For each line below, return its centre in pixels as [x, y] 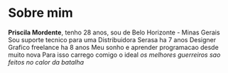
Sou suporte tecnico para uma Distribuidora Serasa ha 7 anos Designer [112, 39]
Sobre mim [40, 13]
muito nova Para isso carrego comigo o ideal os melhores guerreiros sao [114, 55]
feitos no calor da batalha [46, 62]
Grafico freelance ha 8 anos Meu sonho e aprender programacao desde [113, 47]
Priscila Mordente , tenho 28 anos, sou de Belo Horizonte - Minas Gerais [114, 32]
